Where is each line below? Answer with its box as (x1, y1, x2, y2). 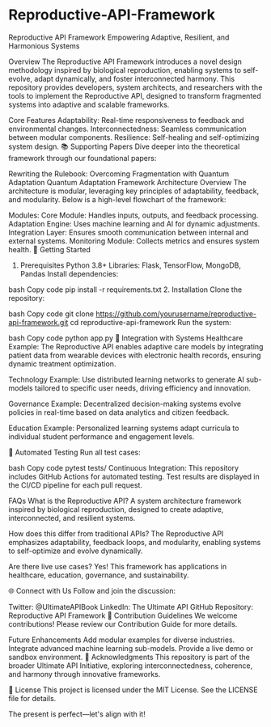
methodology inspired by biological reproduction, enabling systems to (8, 65, 241, 74)
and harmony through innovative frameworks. (8, 669, 161, 678)
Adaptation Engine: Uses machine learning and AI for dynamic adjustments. (8, 218, 260, 228)
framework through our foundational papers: (8, 153, 157, 163)
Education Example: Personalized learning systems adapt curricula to (8, 423, 239, 433)
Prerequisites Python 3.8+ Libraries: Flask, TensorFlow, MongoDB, (19, 260, 241, 270)
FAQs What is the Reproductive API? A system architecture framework (8, 496, 242, 505)
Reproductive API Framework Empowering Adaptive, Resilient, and (8, 32, 230, 42)
